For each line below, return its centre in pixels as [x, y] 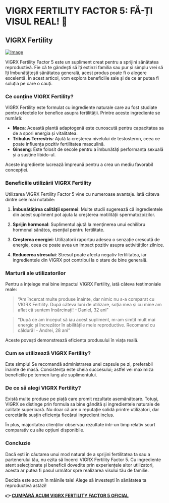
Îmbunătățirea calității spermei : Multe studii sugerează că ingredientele [88, 209]
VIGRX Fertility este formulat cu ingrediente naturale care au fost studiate [81, 107]
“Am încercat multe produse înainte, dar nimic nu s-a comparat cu [86, 299]
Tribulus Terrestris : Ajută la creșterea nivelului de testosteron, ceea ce [86, 139]
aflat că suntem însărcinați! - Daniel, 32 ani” [63, 310]
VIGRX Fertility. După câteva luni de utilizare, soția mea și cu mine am [90, 304]
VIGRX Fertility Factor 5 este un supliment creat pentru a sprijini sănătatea [82, 62]
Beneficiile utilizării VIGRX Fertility [48, 183]
